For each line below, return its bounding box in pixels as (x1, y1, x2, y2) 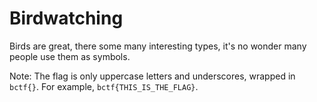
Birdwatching (9, 7, 124, 30)
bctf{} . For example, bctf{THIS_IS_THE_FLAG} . (9, 80, 199, 92)
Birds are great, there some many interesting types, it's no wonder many (9, 40, 307, 52)
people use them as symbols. (9, 50, 131, 62)
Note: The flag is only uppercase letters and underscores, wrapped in (9, 70, 296, 82)
